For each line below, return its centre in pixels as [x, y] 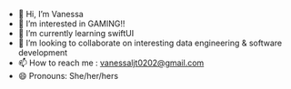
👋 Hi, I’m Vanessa [50, 14]
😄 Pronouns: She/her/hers [68, 76]
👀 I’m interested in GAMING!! [71, 24]
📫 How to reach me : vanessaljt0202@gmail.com [111, 63]
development [43, 53]
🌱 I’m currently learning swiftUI [76, 33]
